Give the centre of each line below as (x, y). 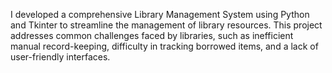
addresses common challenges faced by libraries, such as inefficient (152, 35)
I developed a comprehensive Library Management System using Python (160, 14)
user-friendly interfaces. (60, 57)
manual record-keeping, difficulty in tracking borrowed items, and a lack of (164, 46)
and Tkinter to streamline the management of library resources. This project (166, 25)
